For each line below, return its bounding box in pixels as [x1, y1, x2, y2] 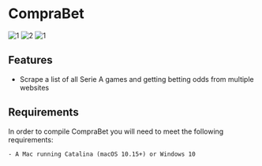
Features [8, 53, 53, 67]
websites [19, 83, 50, 92]
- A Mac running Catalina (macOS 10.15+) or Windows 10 [8, 150, 196, 158]
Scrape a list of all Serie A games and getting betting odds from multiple [19, 74, 254, 83]
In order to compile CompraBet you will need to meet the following [8, 127, 224, 136]
